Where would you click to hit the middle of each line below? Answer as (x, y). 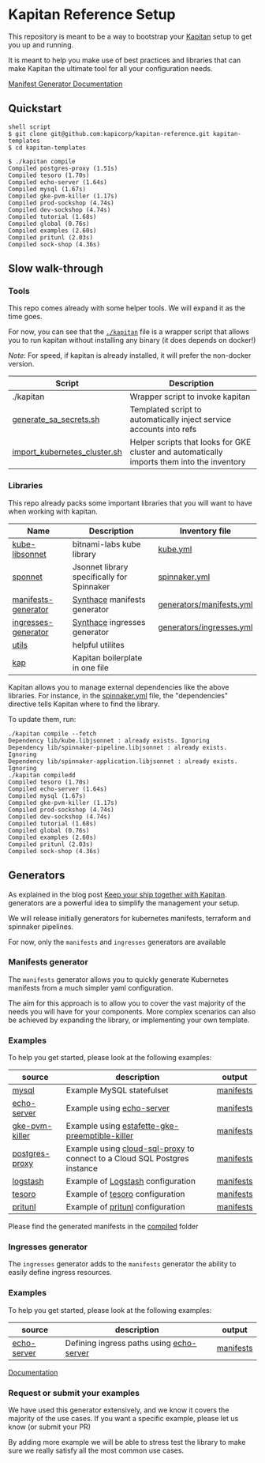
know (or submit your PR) (49, 1427)
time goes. (25, 317)
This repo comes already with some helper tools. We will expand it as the (127, 308)
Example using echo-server (118, 1108)
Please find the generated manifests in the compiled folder (103, 1227)
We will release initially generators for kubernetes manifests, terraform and (129, 918)
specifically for (100, 577)
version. (21, 364)
